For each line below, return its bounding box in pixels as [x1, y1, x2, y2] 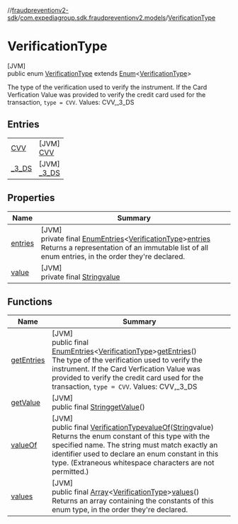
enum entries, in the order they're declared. [40, 251, 186, 261]
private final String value [40, 272, 120, 282]
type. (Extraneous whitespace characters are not [52, 458, 215, 468]
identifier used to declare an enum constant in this [52, 449, 219, 459]
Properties [7, 192, 55, 204]
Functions [7, 295, 53, 307]
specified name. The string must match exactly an [52, 440, 218, 450]
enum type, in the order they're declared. [52, 505, 188, 515]
